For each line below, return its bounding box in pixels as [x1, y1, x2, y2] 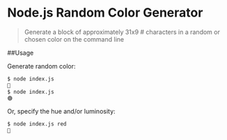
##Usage [7, 49, 34, 57]
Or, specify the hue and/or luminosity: [7, 107, 116, 116]
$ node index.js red [7, 121, 68, 128]
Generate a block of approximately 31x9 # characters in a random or [24, 28, 221, 36]
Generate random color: [7, 62, 76, 70]
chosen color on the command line [24, 35, 124, 43]
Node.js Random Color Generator [7, 5, 203, 21]
